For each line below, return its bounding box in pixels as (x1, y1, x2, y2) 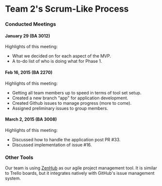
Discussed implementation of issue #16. (12, 142, 92, 148)
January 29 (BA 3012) (5, 33, 50, 38)
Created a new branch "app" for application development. (12, 95, 128, 101)
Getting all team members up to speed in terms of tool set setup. (12, 90, 142, 95)
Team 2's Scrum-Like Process (5, 3, 129, 15)
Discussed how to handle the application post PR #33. (12, 136, 121, 142)
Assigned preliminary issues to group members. (12, 105, 108, 111)
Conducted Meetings (5, 21, 56, 28)
